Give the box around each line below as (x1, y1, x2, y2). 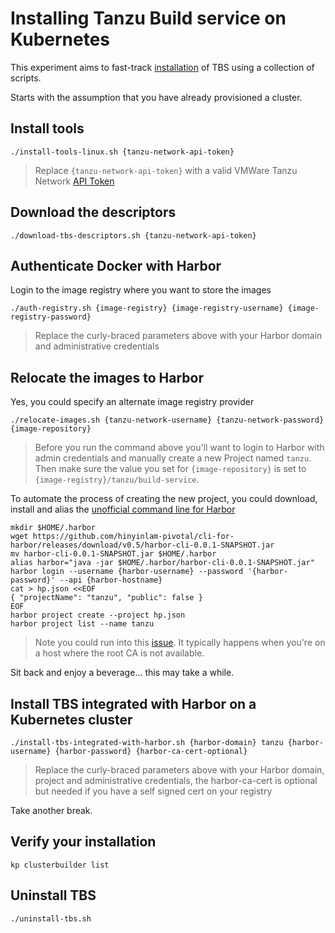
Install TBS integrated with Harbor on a (10, 695, 257, 712)
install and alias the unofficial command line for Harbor (10, 503, 236, 516)
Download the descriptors (10, 204, 177, 221)
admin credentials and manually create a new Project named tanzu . (34, 452, 312, 464)
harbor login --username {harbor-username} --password (10, 567, 244, 577)
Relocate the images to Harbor (10, 369, 204, 386)
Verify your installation (10, 833, 157, 851)
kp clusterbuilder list (10, 860, 110, 870)
